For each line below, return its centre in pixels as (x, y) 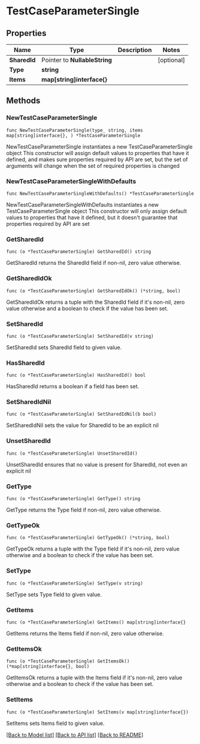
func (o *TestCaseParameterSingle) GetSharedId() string (79, 252)
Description (135, 50)
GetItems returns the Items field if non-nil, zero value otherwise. (85, 633)
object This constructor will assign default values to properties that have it (98, 153)
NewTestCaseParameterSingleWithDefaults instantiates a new (83, 204)
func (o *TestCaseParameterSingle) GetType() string (73, 499)
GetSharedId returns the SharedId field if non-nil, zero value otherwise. (94, 263)
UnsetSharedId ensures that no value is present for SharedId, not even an (97, 464)
